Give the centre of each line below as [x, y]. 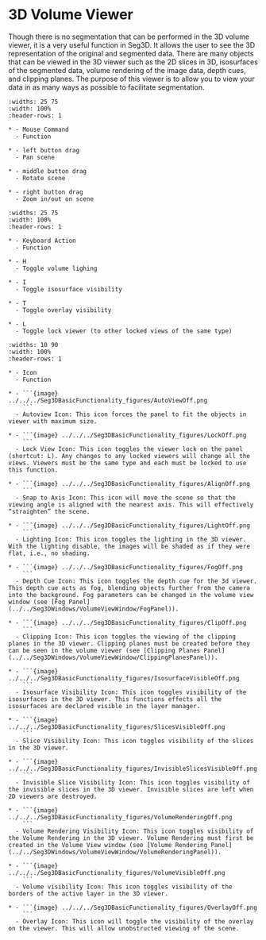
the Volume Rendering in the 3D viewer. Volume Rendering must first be [131, 838]
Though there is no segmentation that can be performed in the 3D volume [129, 37]
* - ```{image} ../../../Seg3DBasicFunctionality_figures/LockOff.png [127, 435]
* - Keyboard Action [42, 241]
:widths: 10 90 [33, 345]
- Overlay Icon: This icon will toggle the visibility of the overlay [135, 921]
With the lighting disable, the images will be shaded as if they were [129, 546]
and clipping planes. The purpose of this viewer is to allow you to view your [132, 79]
